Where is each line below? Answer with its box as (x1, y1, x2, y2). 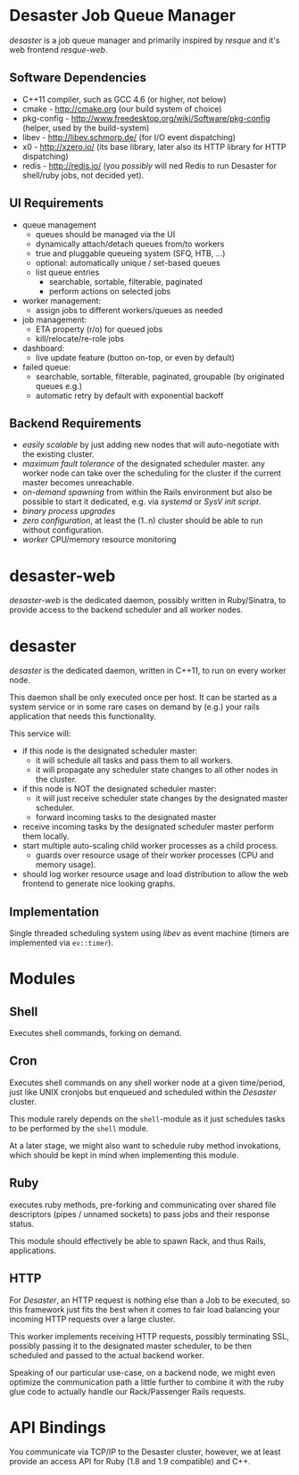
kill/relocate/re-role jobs (35, 333, 125, 344)
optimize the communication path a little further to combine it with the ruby (9, 1376, 285, 1388)
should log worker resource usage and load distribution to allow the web (21, 869, 288, 880)
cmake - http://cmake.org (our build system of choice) (21, 104, 222, 114)
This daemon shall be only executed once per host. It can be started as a (9, 692, 278, 703)
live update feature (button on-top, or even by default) (35, 352, 235, 362)
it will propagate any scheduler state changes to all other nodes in (35, 765, 278, 775)
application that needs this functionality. (9, 711, 156, 722)
